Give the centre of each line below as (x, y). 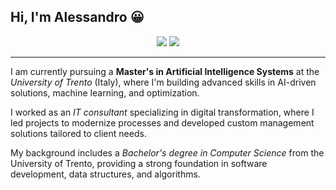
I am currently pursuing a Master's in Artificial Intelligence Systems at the (165, 71)
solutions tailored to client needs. (78, 133)
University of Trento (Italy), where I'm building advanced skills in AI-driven (163, 82)
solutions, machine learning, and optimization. (105, 92)
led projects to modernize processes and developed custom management (162, 122)
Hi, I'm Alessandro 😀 (77, 17)
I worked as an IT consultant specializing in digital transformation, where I (162, 112)
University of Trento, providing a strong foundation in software (139, 163)
